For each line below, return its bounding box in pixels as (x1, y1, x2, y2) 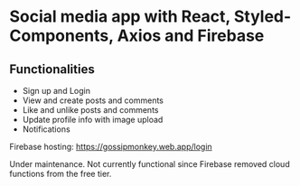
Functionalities (9, 61, 95, 77)
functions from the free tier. (9, 169, 112, 179)
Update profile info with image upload (22, 115, 164, 125)
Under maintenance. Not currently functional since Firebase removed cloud (9, 159, 291, 169)
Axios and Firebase (117, 25, 265, 46)
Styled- (233, 6, 292, 27)
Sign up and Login (22, 86, 90, 96)
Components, (9, 25, 115, 46)
